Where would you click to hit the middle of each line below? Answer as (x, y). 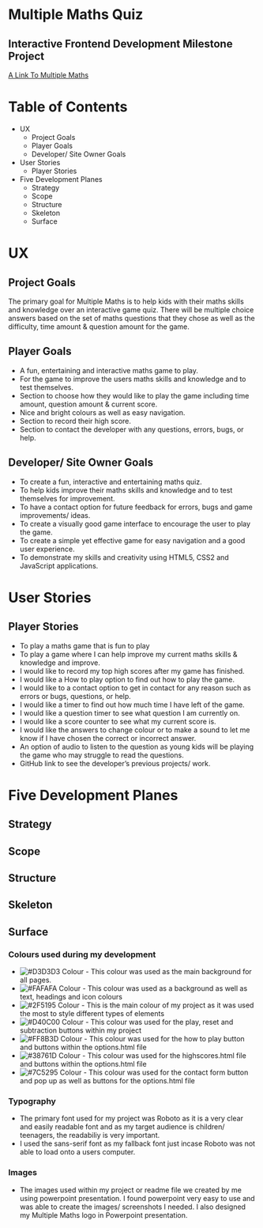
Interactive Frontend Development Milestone (120, 44)
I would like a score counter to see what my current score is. (118, 721)
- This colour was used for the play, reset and (160, 1022)
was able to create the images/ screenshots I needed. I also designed (133, 1207)
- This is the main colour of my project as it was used (168, 1005)
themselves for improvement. (68, 498)
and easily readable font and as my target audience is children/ (122, 1127)
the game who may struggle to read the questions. (101, 755)
